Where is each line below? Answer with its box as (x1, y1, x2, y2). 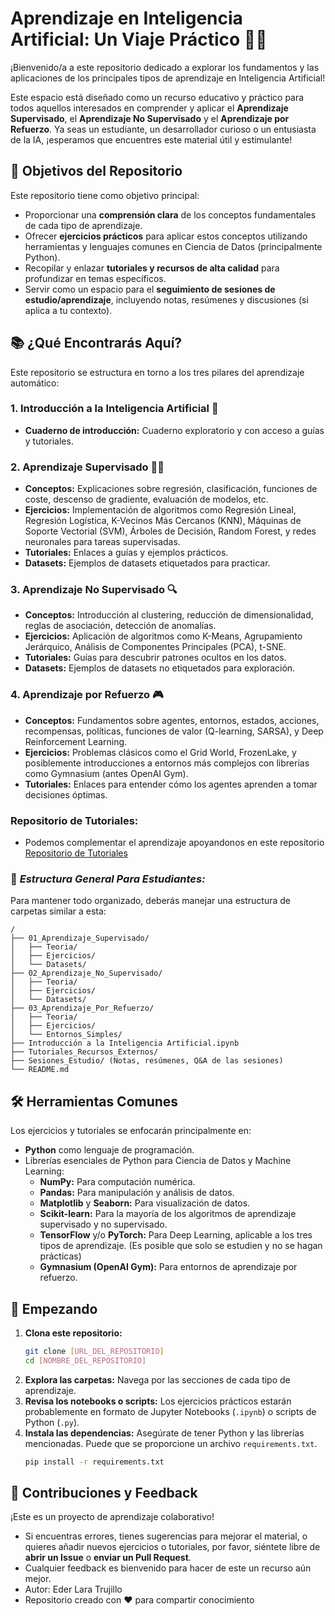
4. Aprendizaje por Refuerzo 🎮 (10, 688, 164, 702)
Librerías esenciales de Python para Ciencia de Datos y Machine (24, 1155, 292, 1167)
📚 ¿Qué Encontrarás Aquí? (10, 335, 183, 352)
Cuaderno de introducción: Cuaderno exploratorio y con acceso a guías (24, 424, 325, 436)
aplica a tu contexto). (24, 304, 113, 316)
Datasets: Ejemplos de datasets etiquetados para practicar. (24, 557, 271, 569)
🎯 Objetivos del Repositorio (10, 163, 183, 180)
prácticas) (39, 1250, 82, 1262)
